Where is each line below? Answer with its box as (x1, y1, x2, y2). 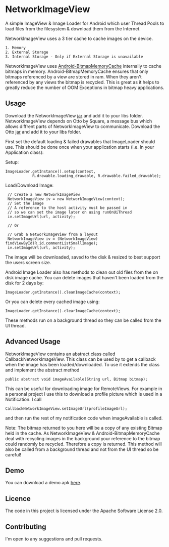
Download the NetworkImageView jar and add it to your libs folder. (5, 112, 143, 118)
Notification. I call (5, 396, 42, 402)
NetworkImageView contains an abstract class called (5, 351, 116, 357)
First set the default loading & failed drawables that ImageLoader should (5, 138, 155, 145)
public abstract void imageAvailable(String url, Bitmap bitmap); (5, 376, 148, 382)
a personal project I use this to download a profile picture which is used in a (5, 391, 162, 397)
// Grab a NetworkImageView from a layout (7, 232, 98, 237)
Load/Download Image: (5, 182, 54, 188)
